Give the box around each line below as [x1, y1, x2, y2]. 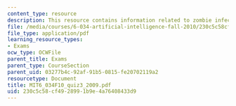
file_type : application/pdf [7, 29, 90, 37]
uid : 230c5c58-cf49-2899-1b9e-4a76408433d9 [7, 88, 137, 95]
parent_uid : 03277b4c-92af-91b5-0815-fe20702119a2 [7, 68, 159, 75]
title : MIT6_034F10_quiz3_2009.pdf [7, 82, 112, 89]
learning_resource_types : [7, 36, 83, 43]
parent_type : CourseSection [7, 62, 90, 69]
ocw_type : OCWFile [7, 50, 61, 56]
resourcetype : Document [7, 75, 77, 82]
